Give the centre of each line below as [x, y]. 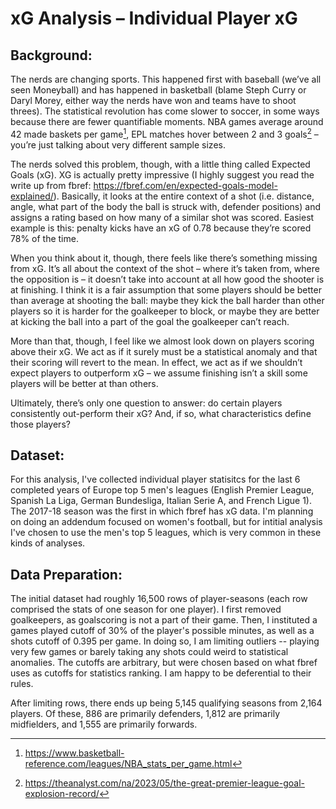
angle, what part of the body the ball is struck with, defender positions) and [166, 206]
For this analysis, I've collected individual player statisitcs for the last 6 [155, 479]
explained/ [32, 196]
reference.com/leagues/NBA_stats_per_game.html [128, 764]
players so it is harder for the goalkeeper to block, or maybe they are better [165, 311]
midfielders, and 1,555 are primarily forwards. [104, 724]
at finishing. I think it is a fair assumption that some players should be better [166, 289]
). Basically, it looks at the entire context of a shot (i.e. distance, [184, 196]
